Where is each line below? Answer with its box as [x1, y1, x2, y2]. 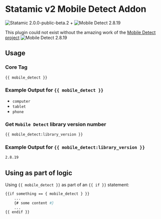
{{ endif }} [5, 210, 30, 215]
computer [12, 99, 31, 104]
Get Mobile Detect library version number [5, 121, 107, 128]
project [5, 35, 20, 41]
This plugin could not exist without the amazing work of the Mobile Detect [5, 29, 156, 35]
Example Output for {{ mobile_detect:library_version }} [5, 143, 145, 150]
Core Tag [5, 64, 28, 71]
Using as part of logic [5, 169, 73, 177]
